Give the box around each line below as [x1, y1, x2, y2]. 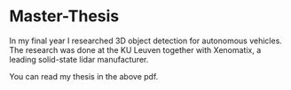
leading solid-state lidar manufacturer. [9, 54, 149, 64]
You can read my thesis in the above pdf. [9, 71, 159, 81]
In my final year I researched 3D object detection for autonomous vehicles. [9, 35, 282, 46]
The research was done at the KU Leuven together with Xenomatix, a [9, 44, 262, 55]
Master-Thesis [9, 6, 120, 26]
